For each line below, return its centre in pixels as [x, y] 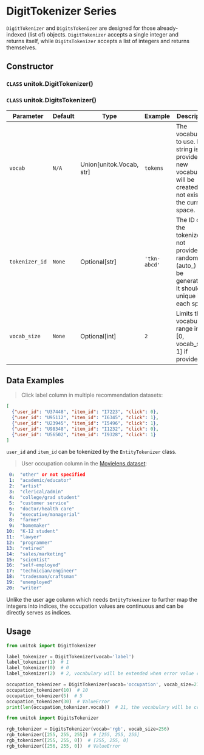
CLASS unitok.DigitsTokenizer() [52, 100]
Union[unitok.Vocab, [110, 164]
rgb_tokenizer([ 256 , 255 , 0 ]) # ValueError [63, 746]
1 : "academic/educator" [40, 481]
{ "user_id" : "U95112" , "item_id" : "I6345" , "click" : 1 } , [85, 418]
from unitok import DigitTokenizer [51, 645]
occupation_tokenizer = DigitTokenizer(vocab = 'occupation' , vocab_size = [100, 685]
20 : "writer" [24, 588]
